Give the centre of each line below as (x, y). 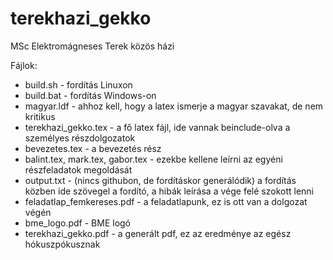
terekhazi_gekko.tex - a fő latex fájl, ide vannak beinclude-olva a (157, 127)
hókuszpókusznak (62, 244)
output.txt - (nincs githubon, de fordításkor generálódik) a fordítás (160, 180)
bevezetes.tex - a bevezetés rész (93, 148)
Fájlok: (24, 65)
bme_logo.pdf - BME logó (78, 223)
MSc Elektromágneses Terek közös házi (92, 46)
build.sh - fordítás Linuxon (78, 84)
